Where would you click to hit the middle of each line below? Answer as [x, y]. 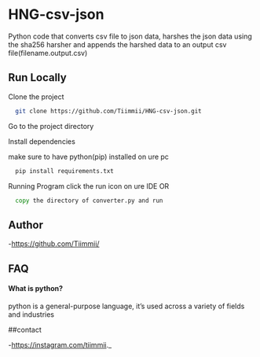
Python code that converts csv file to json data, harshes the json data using [130, 36]
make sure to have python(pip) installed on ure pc [88, 156]
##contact [25, 329]
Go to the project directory [51, 126]
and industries [31, 314]
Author [26, 225]
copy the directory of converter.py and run [89, 201]
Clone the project [36, 97]
